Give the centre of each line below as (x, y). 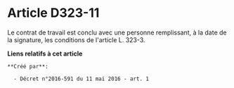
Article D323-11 (53, 13)
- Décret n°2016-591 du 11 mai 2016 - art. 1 (82, 79)
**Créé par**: (28, 66)
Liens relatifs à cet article (45, 54)
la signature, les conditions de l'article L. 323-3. (76, 39)
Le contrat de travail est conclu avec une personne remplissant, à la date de (117, 32)
